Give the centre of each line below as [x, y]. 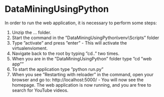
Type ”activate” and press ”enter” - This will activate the [69, 43]
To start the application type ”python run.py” [58, 69]
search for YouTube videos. [40, 90]
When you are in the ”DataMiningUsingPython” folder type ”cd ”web [82, 58]
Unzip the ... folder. [31, 32]
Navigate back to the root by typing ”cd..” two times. [66, 53]
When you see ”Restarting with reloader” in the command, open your [83, 74]
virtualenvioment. [30, 48]
